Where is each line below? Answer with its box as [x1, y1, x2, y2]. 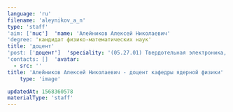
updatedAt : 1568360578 [7, 88, 73, 95]
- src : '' [13, 62, 42, 69]
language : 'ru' [7, 10, 52, 17]
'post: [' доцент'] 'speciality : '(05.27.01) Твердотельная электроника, [7, 50, 227, 57]
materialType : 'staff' [7, 94, 73, 101]
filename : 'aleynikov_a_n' [7, 17, 86, 24]
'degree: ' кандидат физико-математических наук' [7, 36, 152, 43]
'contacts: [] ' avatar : [7, 56, 80, 63]
